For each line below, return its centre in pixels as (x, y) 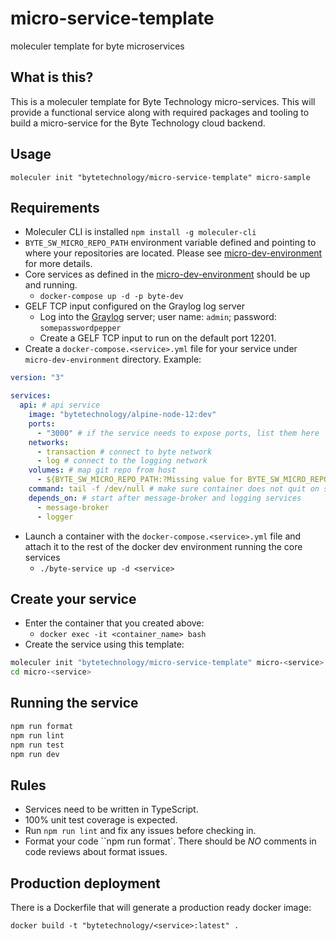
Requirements (55, 207)
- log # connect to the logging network (122, 461)
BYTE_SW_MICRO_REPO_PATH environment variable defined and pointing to (170, 243)
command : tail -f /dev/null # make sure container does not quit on (174, 489)
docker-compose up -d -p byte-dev (111, 297)
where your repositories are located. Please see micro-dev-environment (173, 253)
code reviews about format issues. (96, 852)
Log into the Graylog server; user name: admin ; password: (158, 317)
